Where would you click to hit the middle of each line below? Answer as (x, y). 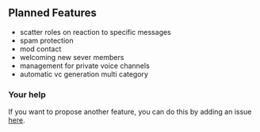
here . (17, 120)
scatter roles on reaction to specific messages (96, 32)
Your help (27, 94)
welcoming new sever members (72, 57)
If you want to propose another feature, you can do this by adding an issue (130, 112)
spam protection (46, 40)
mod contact (40, 49)
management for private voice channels (85, 66)
